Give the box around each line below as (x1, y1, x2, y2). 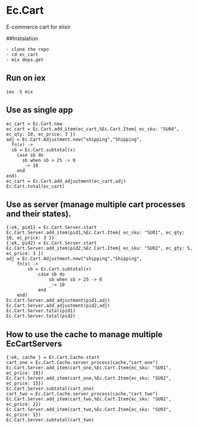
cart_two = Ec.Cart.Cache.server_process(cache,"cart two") (6, 391, 159, 397)
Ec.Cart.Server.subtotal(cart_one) (6, 386, 95, 392)
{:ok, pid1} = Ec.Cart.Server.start (6, 225, 97, 231)
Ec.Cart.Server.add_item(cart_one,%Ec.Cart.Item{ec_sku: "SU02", (6, 375, 171, 381)
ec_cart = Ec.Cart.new (6, 120, 62, 127)
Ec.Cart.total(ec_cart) (6, 183, 65, 189)
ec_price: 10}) (6, 370, 44, 376)
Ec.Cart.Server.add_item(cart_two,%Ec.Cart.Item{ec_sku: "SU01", (6, 396, 171, 402)
